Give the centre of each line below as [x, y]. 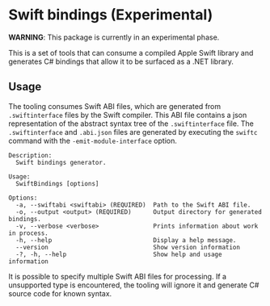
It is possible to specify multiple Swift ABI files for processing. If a [118, 276]
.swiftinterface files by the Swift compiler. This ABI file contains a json [128, 115]
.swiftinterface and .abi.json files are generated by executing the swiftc [133, 132]
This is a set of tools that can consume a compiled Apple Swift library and [131, 52]
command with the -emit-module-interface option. [93, 140]
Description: [30, 155]
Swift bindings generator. [61, 162]
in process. [28, 233]
